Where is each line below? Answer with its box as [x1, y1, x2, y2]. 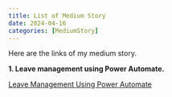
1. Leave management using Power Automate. [8, 64, 165, 74]
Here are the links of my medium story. [8, 49, 137, 59]
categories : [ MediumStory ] [8, 26, 99, 34]
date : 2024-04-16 [8, 19, 67, 27]
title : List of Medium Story [8, 11, 106, 20]
